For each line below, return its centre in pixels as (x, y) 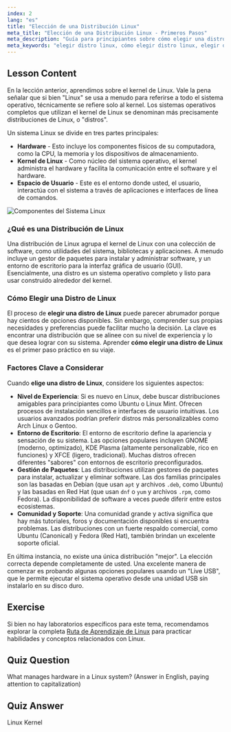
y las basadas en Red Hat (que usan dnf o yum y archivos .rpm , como (114, 491)
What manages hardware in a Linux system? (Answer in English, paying (108, 677)
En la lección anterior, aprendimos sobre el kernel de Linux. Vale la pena (109, 90)
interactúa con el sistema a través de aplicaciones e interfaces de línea (118, 190)
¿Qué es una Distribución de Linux (65, 228)
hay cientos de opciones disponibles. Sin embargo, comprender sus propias (115, 321)
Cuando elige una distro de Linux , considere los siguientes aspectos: (106, 383)
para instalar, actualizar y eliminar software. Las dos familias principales (119, 477)
